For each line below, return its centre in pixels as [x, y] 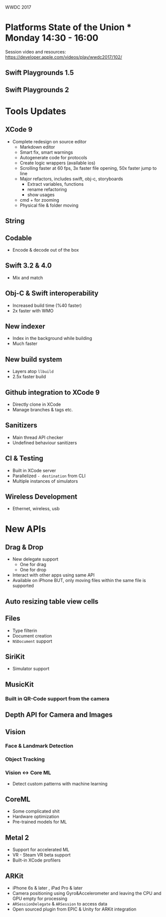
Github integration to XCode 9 [52, 392]
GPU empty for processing [40, 899]
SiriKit [15, 657]
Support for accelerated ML [41, 850]
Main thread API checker [38, 437]
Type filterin [25, 630]
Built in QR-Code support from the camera [57, 698]
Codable [19, 238]
